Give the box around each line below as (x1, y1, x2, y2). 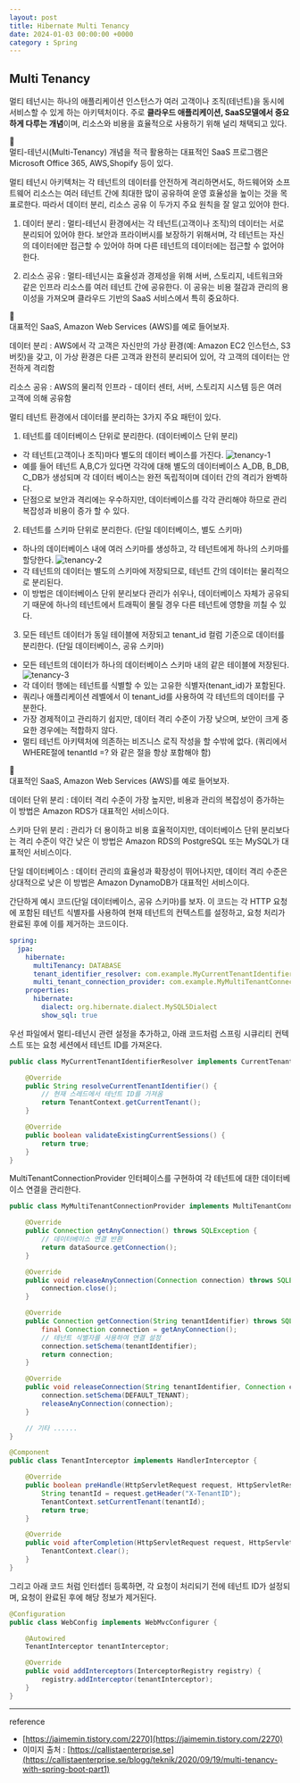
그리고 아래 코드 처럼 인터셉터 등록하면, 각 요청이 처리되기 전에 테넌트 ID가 (9, 1580, 267, 1591)
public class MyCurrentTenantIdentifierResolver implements (9, 1057, 238, 1066)
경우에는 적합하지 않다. (38, 725, 119, 736)
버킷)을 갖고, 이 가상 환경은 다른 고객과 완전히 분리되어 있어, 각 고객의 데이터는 (9, 352, 281, 362)
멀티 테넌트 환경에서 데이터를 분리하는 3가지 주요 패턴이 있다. (9, 412, 221, 422)
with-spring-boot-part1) (21, 1763, 110, 1774)
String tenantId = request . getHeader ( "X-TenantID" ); (41, 1488, 242, 1498)
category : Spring (9, 37, 78, 47)
